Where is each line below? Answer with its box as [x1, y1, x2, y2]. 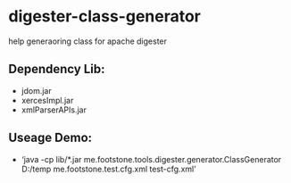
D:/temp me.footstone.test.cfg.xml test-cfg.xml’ [21, 163, 196, 174]
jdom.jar [21, 85, 52, 96]
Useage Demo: [8, 130, 93, 146]
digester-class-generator [8, 6, 202, 27]
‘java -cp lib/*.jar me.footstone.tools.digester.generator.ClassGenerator [21, 154, 282, 164]
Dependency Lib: [8, 62, 105, 77]
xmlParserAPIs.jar [21, 104, 87, 115]
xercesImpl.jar [21, 95, 74, 105]
